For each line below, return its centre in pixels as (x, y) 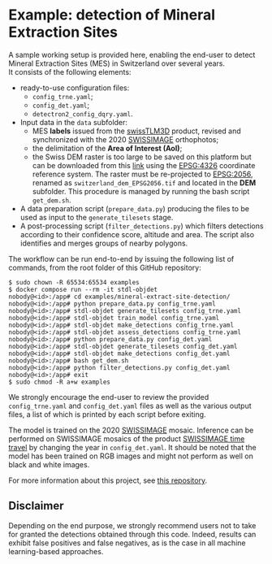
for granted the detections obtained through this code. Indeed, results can (132, 534)
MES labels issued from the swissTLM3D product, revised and (136, 131)
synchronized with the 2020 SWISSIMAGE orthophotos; (125, 139)
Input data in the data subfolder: (74, 122)
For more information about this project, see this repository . (108, 480)
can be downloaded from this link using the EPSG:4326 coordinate (144, 165)
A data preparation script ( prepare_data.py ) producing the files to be (135, 208)
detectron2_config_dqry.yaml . (82, 113)
